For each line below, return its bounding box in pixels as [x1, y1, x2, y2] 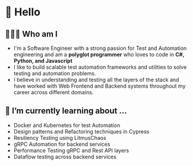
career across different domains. [13, 89, 94, 95]
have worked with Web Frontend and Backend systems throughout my [13, 82, 186, 90]
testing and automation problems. [13, 70, 96, 76]
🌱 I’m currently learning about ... [5, 106, 128, 116]
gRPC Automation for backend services [13, 141, 110, 148]
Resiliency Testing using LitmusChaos [13, 134, 107, 141]
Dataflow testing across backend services [13, 153, 116, 160]
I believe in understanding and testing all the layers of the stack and [13, 76, 179, 83]
